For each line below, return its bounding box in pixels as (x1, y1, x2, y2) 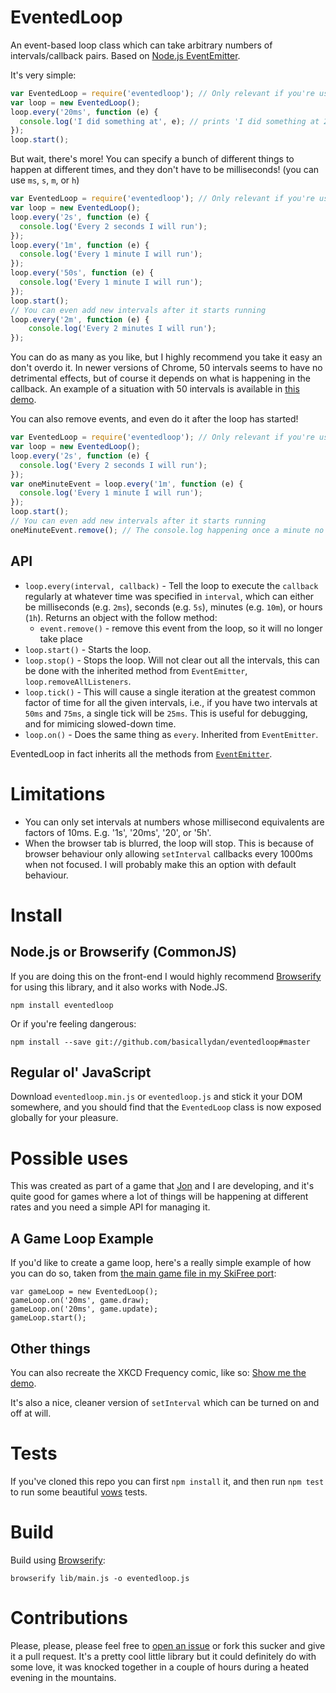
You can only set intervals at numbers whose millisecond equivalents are (24, 816, 325, 828)
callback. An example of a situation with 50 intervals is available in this (10, 383, 300, 395)
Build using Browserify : (10, 1554, 106, 1566)
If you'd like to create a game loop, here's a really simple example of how (10, 1257, 312, 1269)
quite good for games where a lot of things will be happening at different (10, 1191, 309, 1203)
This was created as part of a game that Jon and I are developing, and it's (10, 1180, 315, 1192)
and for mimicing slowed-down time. (24, 717, 177, 730)
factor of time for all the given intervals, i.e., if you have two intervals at (24, 696, 318, 708)
